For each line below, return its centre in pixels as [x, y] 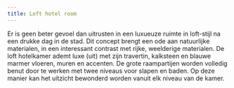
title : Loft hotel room [42, 14]
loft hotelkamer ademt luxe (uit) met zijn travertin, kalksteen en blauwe [109, 56]
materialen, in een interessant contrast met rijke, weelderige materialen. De [116, 48]
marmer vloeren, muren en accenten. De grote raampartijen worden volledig [117, 63]
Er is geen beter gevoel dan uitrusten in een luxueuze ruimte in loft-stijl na [114, 34]
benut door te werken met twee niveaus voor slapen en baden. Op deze [111, 71]
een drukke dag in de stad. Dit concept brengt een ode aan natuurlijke [109, 41]
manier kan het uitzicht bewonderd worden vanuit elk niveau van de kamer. [116, 78]
